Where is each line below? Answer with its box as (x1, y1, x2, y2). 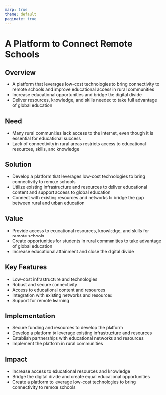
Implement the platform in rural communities (12, 341, 103, 347)
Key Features (5, 263, 47, 271)
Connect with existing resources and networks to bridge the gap (12, 195, 144, 200)
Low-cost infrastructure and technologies (12, 276, 98, 282)
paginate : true (5, 16, 37, 21)
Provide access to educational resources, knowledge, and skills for (12, 227, 150, 234)
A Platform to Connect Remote (5, 38, 133, 49)
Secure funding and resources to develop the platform (12, 325, 123, 331)
